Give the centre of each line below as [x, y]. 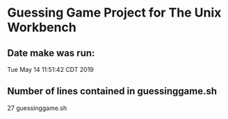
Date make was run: [51, 53]
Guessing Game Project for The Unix [114, 13]
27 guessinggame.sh [37, 108]
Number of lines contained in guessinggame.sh [112, 91]
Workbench [42, 27]
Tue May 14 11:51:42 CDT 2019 [50, 70]
